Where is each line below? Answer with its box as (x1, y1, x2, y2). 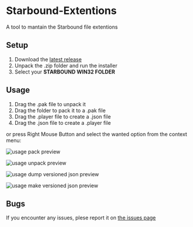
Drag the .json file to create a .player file (14, 119, 111, 126)
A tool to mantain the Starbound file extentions (6, 23, 118, 30)
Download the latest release (14, 55, 82, 62)
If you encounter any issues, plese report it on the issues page (6, 214, 156, 221)
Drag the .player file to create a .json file (14, 113, 111, 120)
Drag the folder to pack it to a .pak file (14, 107, 106, 114)
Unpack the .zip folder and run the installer (14, 62, 118, 69)
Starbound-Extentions (6, 4, 117, 18)
